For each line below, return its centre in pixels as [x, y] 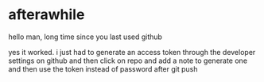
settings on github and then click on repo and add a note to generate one [128, 61]
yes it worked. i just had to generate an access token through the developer [132, 52]
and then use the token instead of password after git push [103, 68]
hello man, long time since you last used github [85, 37]
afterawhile [47, 15]
